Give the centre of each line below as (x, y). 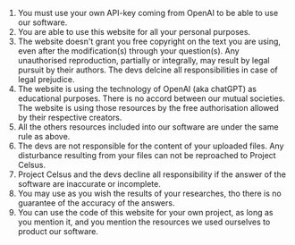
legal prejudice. (46, 79)
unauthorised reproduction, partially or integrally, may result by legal (143, 60)
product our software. (58, 231)
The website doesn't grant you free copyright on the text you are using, (149, 41)
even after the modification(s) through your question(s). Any (128, 51)
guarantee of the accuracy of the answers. (96, 203)
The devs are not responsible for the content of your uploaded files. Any (151, 146)
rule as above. (44, 136)
